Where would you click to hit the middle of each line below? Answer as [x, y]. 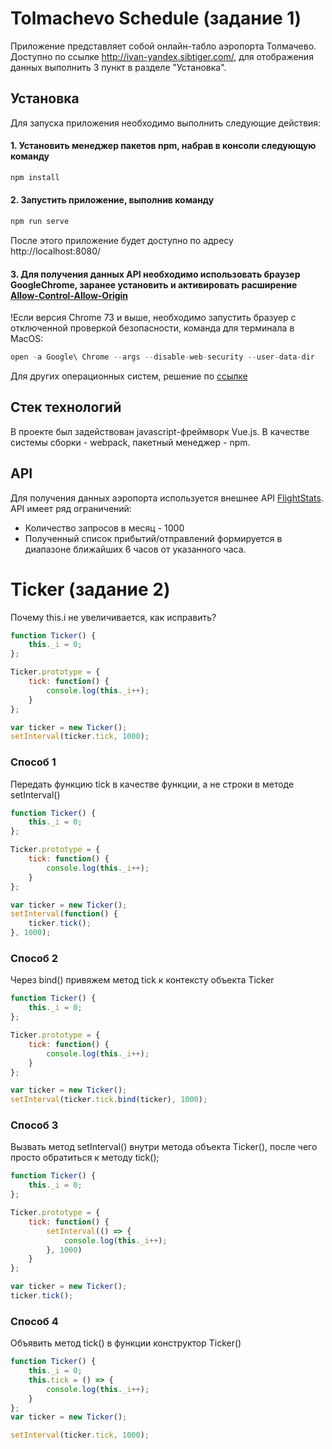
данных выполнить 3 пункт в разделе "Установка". [118, 67]
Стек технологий [66, 407]
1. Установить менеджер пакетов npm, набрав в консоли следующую [163, 146]
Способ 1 [33, 762]
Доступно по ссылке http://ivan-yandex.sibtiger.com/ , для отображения [162, 56]
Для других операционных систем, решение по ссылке [129, 376]
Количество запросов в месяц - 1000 [104, 528]
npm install [35, 177]
